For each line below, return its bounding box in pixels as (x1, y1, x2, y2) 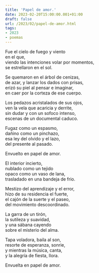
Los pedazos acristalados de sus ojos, (5, 99, 83, 105)
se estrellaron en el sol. (5, 64, 53, 70)
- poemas (5, 35, 23, 40)
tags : (5, 26, 16, 31)
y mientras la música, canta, (5, 247, 63, 253)
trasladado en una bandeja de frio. (5, 176, 76, 182)
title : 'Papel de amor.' (5, 7, 56, 12)
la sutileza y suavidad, (5, 216, 50, 222)
